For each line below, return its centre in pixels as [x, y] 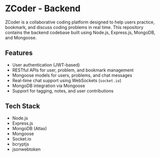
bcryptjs [21, 144]
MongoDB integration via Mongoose [49, 86]
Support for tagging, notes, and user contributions [63, 90]
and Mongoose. [21, 38]
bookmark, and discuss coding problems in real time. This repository [74, 27]
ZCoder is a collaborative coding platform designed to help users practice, [80, 22]
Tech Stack [23, 106]
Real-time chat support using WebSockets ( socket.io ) [67, 80]
